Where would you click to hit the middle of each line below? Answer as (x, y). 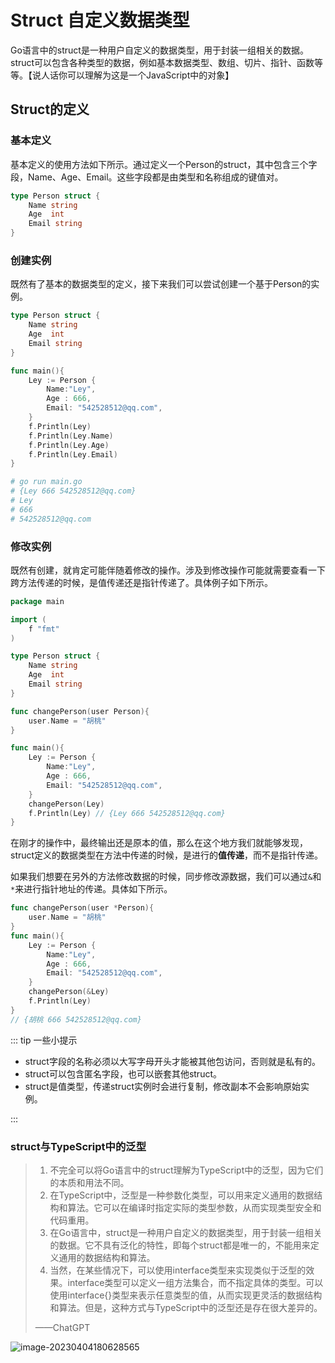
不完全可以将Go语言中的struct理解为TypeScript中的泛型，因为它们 (186, 1170)
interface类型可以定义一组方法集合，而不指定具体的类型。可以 (195, 1283)
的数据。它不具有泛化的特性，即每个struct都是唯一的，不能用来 (180, 1245)
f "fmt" (44, 629)
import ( (28, 619)
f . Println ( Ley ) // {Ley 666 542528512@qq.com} (127, 813)
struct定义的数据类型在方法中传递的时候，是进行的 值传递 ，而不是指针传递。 (167, 855)
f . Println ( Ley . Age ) (69, 445)
